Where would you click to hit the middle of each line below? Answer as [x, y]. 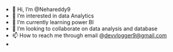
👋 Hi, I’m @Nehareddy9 [41, 9]
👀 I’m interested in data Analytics [53, 16]
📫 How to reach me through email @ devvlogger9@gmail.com [90, 35]
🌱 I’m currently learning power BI [53, 22]
